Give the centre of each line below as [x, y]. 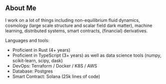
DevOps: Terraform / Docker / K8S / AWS [55, 66]
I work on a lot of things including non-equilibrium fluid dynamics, [73, 20]
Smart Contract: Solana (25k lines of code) [56, 76]
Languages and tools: [27, 40]
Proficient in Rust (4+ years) [41, 50]
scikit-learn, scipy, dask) [38, 60]
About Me [21, 8]
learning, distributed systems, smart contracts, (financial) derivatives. [77, 31]
